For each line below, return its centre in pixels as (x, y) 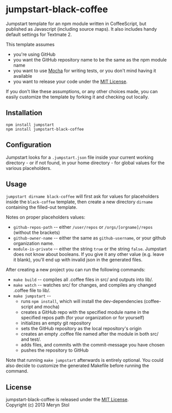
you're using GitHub (34, 54)
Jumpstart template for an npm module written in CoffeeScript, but (76, 24)
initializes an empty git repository (56, 323)
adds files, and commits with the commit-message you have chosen (93, 345)
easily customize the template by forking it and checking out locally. (77, 97)
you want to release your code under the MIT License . (70, 81)
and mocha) (47, 307)
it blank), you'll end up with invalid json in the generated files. (78, 260)
